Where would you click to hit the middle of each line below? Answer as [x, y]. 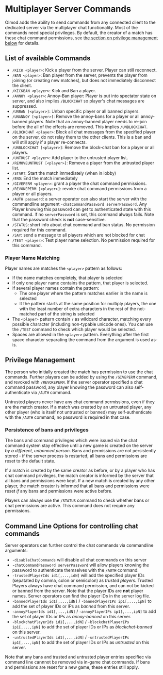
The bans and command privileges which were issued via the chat [71, 441]
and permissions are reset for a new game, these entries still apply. [72, 667]
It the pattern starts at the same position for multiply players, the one [88, 304]
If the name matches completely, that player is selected [67, 278]
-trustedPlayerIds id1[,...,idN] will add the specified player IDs [78, 575]
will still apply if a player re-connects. [49, 142]
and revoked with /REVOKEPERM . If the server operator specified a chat [74, 382]
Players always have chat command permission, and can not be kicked [83, 585]
